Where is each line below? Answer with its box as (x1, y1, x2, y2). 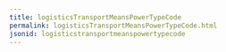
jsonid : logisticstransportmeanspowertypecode (9, 29, 186, 38)
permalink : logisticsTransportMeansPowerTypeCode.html (9, 21, 218, 30)
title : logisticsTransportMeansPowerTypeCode (9, 12, 181, 22)
